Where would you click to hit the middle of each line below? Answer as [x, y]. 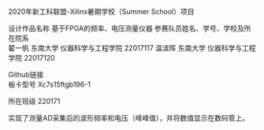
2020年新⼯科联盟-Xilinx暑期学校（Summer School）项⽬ [101, 11]
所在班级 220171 [34, 101]
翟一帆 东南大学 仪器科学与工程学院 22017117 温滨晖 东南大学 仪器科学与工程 [132, 48]
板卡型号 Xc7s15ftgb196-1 [49, 84]
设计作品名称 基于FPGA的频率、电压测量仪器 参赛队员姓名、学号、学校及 [126, 28]
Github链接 [26, 74]
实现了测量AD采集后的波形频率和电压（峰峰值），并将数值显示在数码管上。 [129, 118]
